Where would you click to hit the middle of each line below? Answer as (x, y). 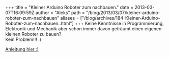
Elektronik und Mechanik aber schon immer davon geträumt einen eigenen (83, 29)
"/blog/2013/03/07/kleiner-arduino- (123, 13)
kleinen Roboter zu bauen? (33, 34)
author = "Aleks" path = (60, 13)
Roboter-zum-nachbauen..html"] (39, 23)
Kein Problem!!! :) (23, 39)
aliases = (70, 18)
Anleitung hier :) (22, 49)
